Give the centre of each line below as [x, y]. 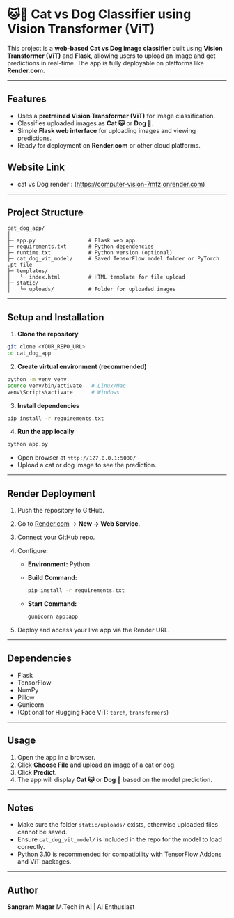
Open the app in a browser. [56, 757]
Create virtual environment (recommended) [82, 366]
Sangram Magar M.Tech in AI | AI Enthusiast [71, 907]
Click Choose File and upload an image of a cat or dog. [96, 765]
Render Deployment [52, 493]
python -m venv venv [37, 379]
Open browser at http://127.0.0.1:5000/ [77, 458]
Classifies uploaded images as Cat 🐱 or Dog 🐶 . [85, 123]
